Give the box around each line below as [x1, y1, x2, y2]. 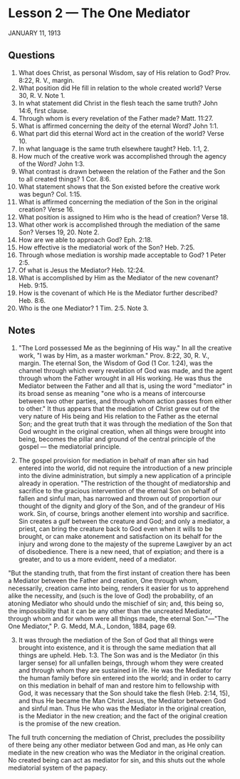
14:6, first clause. [18, 106, 69, 115]
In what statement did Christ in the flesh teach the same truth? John [18, 99, 218, 107]
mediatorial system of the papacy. [8, 763, 108, 772]
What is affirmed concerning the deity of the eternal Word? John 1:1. [18, 121, 219, 130]
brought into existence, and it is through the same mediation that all [18, 643, 216, 652]
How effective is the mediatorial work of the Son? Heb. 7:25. [18, 243, 195, 252]
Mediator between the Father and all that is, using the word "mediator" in [18, 381, 232, 390]
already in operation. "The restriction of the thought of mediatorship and [18, 479, 231, 487]
